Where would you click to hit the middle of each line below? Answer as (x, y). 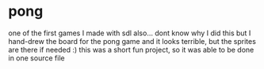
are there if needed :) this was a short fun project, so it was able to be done (131, 49)
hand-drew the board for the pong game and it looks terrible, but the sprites (132, 41)
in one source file (36, 58)
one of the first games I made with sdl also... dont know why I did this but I (130, 33)
